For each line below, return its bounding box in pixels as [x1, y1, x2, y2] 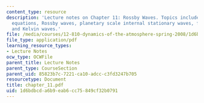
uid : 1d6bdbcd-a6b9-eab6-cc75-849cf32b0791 [6, 88, 118, 94]
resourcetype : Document [6, 76, 67, 82]
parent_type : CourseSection [6, 65, 78, 71]
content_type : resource [6, 8, 67, 15]
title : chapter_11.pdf [6, 82, 64, 88]
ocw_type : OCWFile [6, 54, 53, 60]
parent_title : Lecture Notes [6, 59, 80, 65]
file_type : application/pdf [6, 37, 78, 43]
